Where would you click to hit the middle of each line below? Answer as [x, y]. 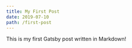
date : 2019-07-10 [28, 17]
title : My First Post [33, 11]
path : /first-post [29, 22]
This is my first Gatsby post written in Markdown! [66, 39]
